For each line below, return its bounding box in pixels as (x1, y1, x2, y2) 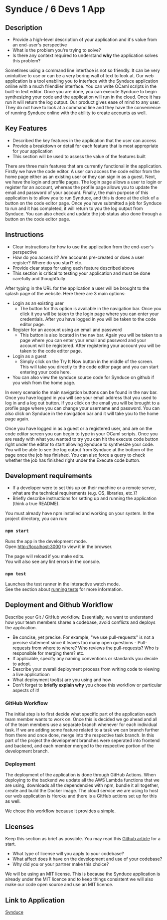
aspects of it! (12, 687, 40, 693)
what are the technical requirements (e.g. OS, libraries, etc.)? (12, 490, 138, 496)
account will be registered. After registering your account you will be (19, 343, 161, 349)
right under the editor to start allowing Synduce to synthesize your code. (5, 441, 155, 447)
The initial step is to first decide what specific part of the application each (5, 711, 157, 717)
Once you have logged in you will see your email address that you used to (5, 394, 157, 400)
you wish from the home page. (12, 379, 76, 385)
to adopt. (12, 661, 31, 667)
